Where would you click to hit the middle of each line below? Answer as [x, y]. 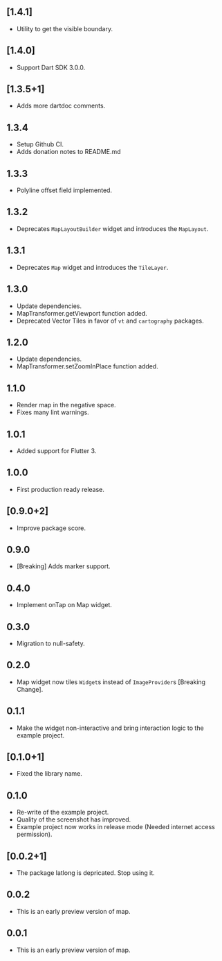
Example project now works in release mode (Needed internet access [115, 827]
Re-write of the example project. [63, 813]
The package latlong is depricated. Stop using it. [85, 873]
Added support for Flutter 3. [56, 450]
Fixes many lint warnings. [53, 412]
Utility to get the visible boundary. [65, 28]
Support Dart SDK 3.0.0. [51, 67]
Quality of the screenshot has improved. [74, 819]
